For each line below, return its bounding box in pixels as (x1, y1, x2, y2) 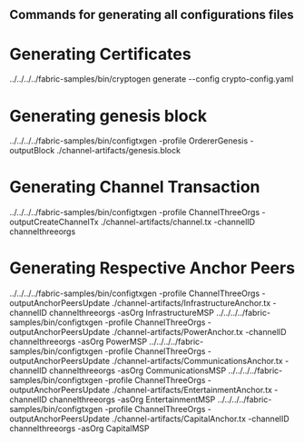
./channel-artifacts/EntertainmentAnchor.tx (112, 385, 272, 396)
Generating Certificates (9, 44, 192, 64)
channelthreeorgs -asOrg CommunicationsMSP (49, 365, 227, 376)
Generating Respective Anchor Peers (9, 258, 296, 279)
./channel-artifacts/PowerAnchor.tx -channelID (112, 327, 288, 338)
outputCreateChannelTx (9, 217, 99, 228)
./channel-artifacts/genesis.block (56, 145, 181, 156)
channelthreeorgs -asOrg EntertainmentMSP (49, 394, 216, 405)
